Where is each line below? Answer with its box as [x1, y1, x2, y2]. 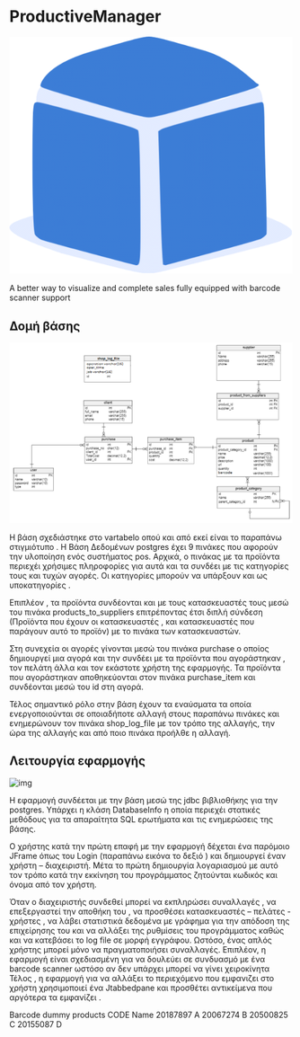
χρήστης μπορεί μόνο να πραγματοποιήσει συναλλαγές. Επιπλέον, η [9, 944, 267, 954]
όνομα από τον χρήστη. [9, 879, 97, 890]
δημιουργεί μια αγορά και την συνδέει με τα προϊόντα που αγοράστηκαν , [9, 653, 286, 664]
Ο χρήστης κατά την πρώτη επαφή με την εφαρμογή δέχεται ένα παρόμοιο [9, 840, 290, 851]
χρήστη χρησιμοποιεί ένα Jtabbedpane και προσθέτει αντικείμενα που [9, 982, 273, 993]
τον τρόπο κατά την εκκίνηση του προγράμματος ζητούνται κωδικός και [9, 869, 278, 880]
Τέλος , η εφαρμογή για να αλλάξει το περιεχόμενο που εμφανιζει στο [9, 972, 275, 983]
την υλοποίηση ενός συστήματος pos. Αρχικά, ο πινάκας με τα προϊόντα [9, 551, 280, 563]
